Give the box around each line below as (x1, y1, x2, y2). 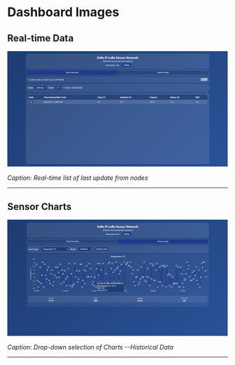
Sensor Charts (7, 201, 72, 213)
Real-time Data (7, 32, 74, 44)
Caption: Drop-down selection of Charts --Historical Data (7, 343, 173, 351)
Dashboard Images (7, 4, 120, 20)
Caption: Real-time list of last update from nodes (7, 173, 148, 182)
